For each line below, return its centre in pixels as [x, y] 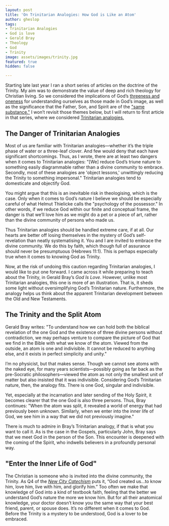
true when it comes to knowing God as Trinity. [53, 257]
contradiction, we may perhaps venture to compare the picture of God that [83, 338]
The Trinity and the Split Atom [53, 315]
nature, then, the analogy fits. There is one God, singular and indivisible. [80, 385]
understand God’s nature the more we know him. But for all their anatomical [84, 497]
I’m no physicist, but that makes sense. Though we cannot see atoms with [82, 363]
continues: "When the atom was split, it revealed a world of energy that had [84, 406]
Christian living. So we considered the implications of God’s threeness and [82, 96]
